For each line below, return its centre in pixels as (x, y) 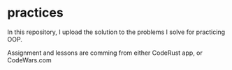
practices (36, 13)
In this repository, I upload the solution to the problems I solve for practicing (116, 32)
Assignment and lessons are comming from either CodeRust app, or (105, 53)
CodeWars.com (29, 60)
